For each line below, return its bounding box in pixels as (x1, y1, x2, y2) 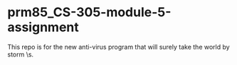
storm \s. (7, 50, 34, 59)
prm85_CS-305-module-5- (7, 4, 172, 20)
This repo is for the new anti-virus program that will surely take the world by (7, 42, 230, 51)
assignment (7, 19, 80, 35)
